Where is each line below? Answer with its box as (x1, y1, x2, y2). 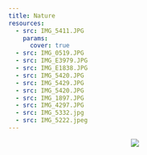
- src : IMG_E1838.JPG (15, 64, 88, 72)
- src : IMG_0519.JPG (15, 49, 84, 57)
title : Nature (8, 11, 56, 20)
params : (22, 34, 48, 43)
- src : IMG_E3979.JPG (15, 57, 88, 65)
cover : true (29, 42, 70, 50)
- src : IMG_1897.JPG (15, 94, 84, 102)
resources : (8, 19, 45, 27)
